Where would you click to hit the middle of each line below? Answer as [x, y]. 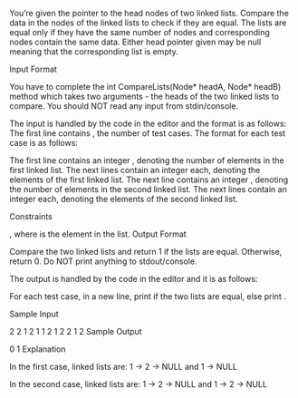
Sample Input [34, 314]
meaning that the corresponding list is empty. [94, 52]
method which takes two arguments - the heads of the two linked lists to [144, 96]
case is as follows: [44, 143]
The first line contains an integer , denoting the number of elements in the [147, 160]
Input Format [33, 69]
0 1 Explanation [38, 349]
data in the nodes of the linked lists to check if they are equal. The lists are [148, 23]
